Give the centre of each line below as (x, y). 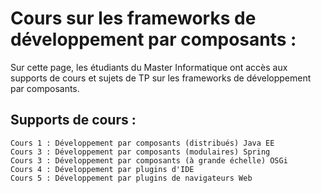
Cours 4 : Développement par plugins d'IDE (102, 169)
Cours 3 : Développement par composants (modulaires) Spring (140, 152)
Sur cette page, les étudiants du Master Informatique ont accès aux (149, 67)
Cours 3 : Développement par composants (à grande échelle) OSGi (149, 160)
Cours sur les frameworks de (133, 18)
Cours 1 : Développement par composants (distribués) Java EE (142, 143)
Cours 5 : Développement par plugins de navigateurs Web (131, 178)
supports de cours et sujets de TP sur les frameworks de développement (161, 78)
